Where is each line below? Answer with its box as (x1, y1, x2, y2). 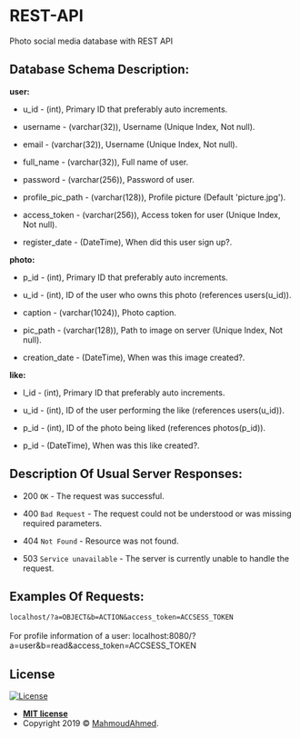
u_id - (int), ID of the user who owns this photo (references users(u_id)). (22, 289, 293, 300)
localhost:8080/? (132, 631, 196, 642)
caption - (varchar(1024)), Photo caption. (22, 306, 177, 318)
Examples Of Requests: (9, 588, 145, 604)
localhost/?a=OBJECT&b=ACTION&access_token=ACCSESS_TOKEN (9, 613, 234, 623)
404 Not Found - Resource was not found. (22, 535, 179, 546)
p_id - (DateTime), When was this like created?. (22, 440, 200, 451)
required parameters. (22, 517, 103, 528)
